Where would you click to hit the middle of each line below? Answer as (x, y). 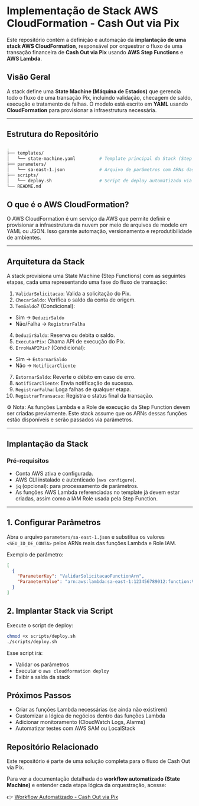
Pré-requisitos (28, 460)
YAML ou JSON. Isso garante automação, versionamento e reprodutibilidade (99, 231)
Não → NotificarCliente (45, 366)
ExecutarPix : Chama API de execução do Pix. (70, 342)
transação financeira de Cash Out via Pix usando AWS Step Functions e (95, 52)
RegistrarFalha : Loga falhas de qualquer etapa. (73, 389)
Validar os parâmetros (42, 664)
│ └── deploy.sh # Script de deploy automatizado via (99, 181)
